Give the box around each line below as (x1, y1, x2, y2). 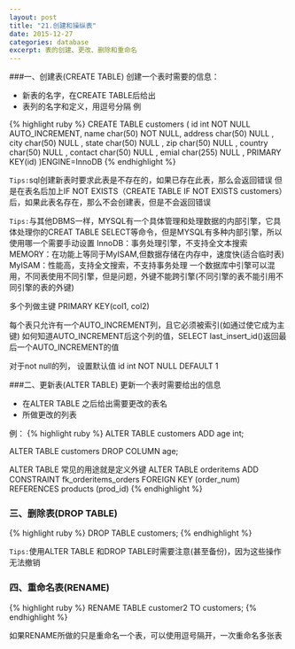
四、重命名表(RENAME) (9, 582, 111, 594)
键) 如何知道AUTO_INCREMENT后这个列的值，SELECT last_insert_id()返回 (9, 331, 279, 342)
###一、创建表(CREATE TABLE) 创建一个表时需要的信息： (9, 72, 220, 82)
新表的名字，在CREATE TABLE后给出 (21, 90, 157, 101)
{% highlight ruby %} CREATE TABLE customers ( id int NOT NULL (9, 119, 251, 129)
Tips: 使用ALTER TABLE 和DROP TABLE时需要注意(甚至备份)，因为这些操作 (9, 546, 282, 557)
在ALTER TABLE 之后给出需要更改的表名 (21, 398, 168, 409)
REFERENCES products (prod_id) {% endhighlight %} (9, 483, 203, 494)
